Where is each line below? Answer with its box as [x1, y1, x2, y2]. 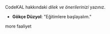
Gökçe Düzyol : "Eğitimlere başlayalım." [12, 14, 92, 19]
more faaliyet [5, 23, 32, 29]
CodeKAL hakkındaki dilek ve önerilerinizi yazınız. [5, 4, 106, 10]
